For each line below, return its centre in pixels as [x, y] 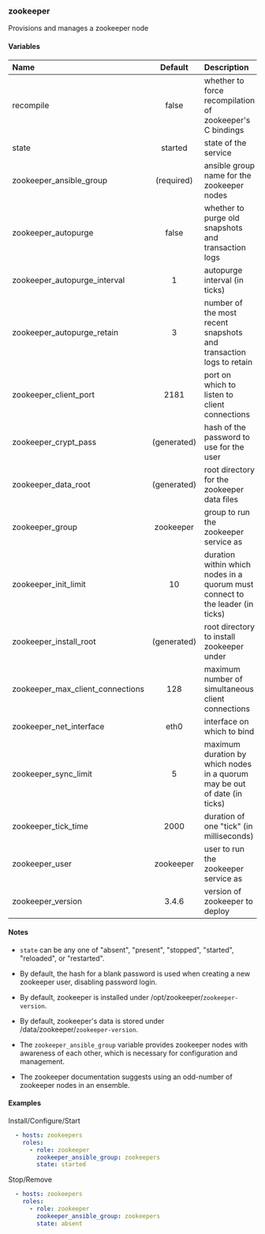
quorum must [229, 584]
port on [217, 374]
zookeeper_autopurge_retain [65, 332]
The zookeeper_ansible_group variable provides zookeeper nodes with [134, 1044]
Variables [24, 46]
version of [223, 891]
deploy [217, 911]
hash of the [225, 427]
